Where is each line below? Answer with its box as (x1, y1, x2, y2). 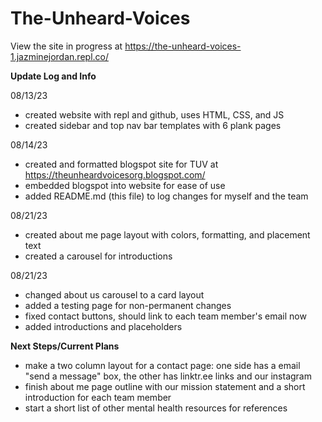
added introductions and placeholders (24, 320, 183, 332)
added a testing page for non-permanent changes (24, 299, 232, 311)
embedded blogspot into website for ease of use (24, 179, 226, 191)
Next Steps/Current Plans (10, 340, 120, 352)
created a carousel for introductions (24, 250, 173, 262)
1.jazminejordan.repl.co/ (10, 50, 109, 62)
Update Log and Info (10, 70, 97, 82)
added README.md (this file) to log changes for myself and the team (24, 190, 309, 202)
